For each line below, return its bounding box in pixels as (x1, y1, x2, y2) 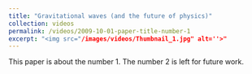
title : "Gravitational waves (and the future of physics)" (8, 11, 213, 20)
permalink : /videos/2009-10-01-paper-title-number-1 (8, 27, 191, 35)
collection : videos (8, 20, 75, 28)
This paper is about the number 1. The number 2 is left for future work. (8, 57, 245, 67)
